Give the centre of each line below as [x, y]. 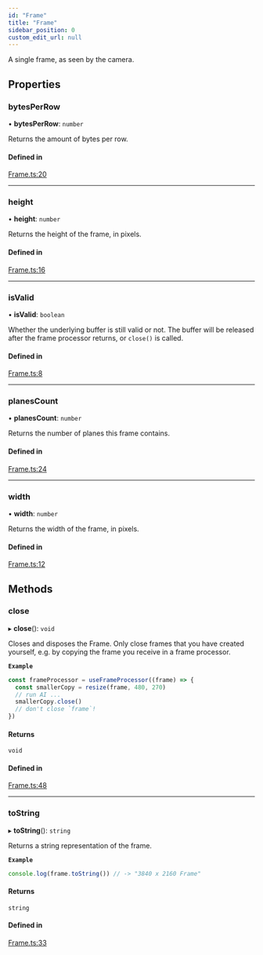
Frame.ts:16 [27, 270]
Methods [31, 589]
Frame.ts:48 [28, 786]
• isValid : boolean [36, 314]
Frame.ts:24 [27, 468]
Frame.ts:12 [27, 564]
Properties [34, 84]
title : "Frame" [33, 23]
